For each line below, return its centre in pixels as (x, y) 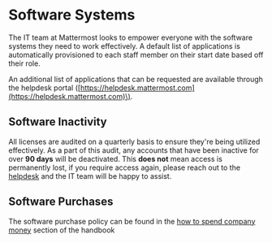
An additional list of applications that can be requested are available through (136, 79)
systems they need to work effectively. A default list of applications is (125, 46)
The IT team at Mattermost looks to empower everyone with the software (131, 37)
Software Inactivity (58, 122)
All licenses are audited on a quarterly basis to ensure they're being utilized (134, 141)
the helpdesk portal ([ (45, 88)
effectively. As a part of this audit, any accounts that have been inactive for (134, 150)
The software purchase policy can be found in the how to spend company (132, 221)
